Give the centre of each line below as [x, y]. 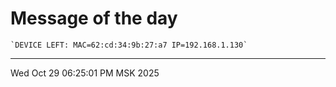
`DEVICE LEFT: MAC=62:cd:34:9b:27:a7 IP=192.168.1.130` [129, 45]
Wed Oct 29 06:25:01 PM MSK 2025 [85, 73]
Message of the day [94, 18]
